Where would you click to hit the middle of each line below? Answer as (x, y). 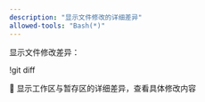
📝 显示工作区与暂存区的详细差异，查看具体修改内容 (103, 88)
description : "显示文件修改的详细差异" (76, 17)
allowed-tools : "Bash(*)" (57, 26)
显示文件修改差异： (45, 52)
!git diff (22, 70)
